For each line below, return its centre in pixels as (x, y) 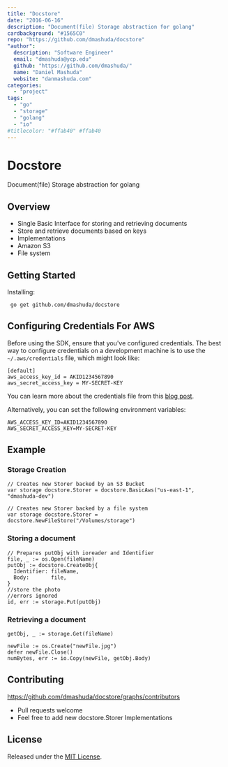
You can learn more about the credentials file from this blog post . (100, 396)
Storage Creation (37, 470)
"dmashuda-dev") (31, 496)
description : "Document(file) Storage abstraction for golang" (101, 27)
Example (26, 450)
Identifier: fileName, (46, 571)
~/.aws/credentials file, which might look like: (74, 358)
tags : (15, 99)
